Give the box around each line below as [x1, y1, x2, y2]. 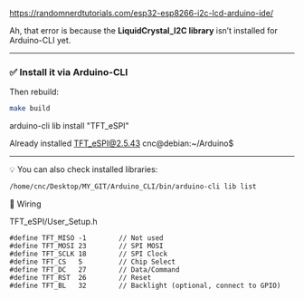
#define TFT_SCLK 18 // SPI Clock [9, 249, 168, 259]
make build [9, 104, 51, 113]
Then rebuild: [9, 86, 60, 98]
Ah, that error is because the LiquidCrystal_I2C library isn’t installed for [9, 25, 278, 35]
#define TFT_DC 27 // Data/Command [9, 265, 180, 275]
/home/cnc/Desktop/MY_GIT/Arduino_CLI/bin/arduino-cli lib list [9, 182, 257, 191]
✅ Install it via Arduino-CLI [9, 65, 128, 78]
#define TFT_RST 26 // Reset [9, 274, 152, 283]
